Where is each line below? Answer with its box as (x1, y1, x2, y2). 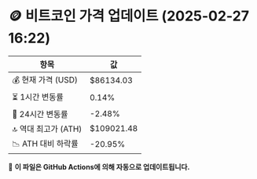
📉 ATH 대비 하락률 (12, 138, 79, 149)
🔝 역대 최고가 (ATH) (12, 123, 83, 134)
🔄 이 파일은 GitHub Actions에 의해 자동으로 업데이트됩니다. (8, 162, 190, 171)
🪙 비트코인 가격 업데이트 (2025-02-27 (8, 7, 250, 25)
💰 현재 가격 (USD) (12, 74, 79, 85)
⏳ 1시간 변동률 (12, 91, 64, 102)
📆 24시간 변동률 (12, 108, 68, 119)
